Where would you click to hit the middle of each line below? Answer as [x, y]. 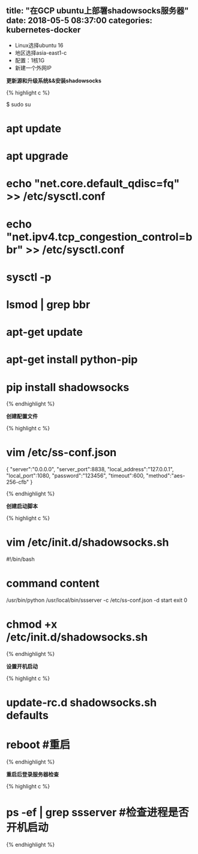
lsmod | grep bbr [48, 304]
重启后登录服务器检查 [32, 775]
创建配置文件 [22, 416]
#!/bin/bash [20, 559]
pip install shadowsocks [68, 387]
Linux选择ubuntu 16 [39, 45]
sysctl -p [29, 277]
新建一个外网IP [33, 67]
